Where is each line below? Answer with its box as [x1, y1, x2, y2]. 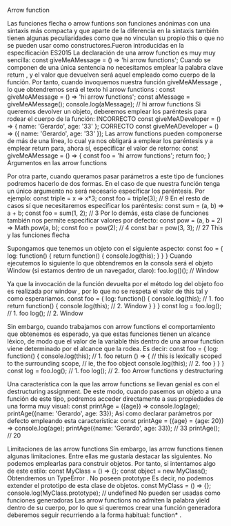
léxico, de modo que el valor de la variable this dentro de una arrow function [7, 337, 224, 345]
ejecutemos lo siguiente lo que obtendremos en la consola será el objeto [7, 259, 214, 267]
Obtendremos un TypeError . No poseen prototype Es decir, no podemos [7, 474, 214, 482]
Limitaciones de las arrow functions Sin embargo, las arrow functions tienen [7, 445, 223, 453]
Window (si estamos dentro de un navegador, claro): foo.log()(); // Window [7, 266, 219, 274]
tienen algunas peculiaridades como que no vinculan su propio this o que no [7, 34, 224, 42]
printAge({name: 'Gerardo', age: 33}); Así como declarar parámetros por [7, 409, 212, 417]
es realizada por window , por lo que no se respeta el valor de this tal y [7, 287, 208, 295]
